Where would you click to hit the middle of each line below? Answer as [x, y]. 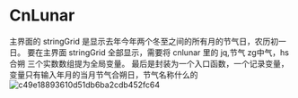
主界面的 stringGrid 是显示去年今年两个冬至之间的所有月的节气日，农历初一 [148, 41]
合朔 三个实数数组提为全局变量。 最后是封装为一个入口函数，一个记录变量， [149, 63]
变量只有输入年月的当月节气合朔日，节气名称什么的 [104, 74]
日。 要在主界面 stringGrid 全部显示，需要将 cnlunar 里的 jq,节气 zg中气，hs [149, 52]
